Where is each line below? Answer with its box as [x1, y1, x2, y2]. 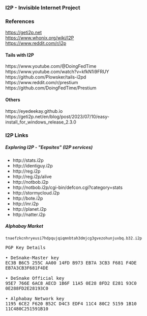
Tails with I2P [5, 52, 34, 58]
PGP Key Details [5, 245, 46, 251]
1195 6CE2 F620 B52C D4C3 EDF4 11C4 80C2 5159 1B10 [5, 301, 137, 307]
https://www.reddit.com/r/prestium [5, 80, 78, 86]
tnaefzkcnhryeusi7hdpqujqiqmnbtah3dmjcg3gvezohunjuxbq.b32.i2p [5, 236, 142, 241]
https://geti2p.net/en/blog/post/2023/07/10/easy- [5, 113, 109, 119]
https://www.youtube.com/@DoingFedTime [5, 63, 97, 69]
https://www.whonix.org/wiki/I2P [5, 35, 74, 41]
